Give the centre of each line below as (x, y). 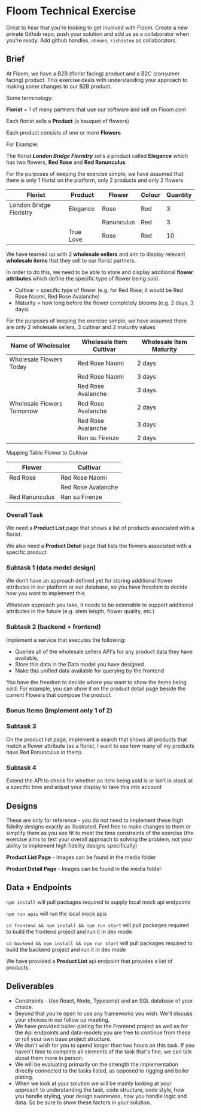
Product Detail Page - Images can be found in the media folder (84, 869)
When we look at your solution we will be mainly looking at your (93, 1083)
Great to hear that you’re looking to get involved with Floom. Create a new (97, 28)
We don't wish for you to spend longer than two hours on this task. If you (105, 1045)
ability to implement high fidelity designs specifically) (72, 845)
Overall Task (25, 514)
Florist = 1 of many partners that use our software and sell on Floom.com (96, 109)
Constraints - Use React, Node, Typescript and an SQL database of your (104, 1001)
